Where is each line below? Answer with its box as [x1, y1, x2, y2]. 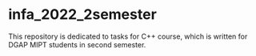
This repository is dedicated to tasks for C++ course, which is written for [8, 32, 248, 41]
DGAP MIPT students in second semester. [8, 39, 146, 49]
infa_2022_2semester [8, 6, 158, 24]
